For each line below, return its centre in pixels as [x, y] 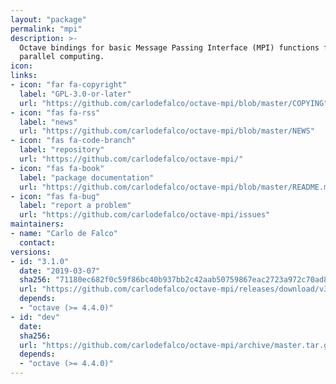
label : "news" [48, 122]
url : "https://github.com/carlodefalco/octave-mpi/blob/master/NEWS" [167, 131]
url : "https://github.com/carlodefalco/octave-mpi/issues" [145, 215]
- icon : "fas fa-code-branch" [73, 141]
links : [24, 76]
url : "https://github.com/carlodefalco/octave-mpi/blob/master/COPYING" [174, 103]
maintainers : [37, 224]
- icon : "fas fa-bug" [55, 196]
